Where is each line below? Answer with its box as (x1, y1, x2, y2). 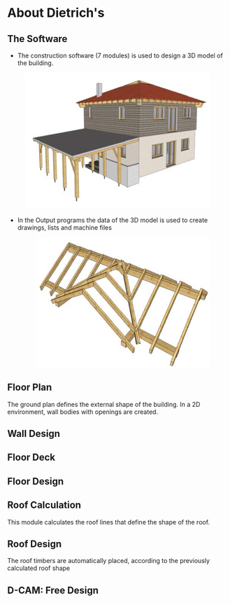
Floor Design (7, 475, 64, 487)
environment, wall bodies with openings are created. (7, 408, 159, 416)
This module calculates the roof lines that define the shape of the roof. (7, 518, 210, 526)
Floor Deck (7, 452, 56, 464)
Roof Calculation (7, 499, 82, 511)
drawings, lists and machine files (17, 223, 112, 232)
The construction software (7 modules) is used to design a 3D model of (17, 51, 224, 60)
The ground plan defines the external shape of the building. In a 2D (7, 400, 201, 408)
